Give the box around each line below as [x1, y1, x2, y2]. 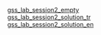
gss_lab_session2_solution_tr [7, 13, 91, 21]
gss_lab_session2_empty [7, 6, 79, 14]
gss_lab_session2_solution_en [7, 21, 94, 28]
